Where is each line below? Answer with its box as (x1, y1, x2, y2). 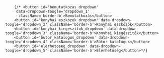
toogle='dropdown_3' (5, 31, 48, 36)
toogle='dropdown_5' (5, 48, 48, 53)
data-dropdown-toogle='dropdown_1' (16, 9, 90, 14)
